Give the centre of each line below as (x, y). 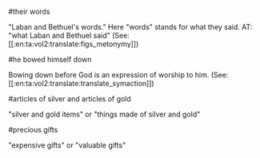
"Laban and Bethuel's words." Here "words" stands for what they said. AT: (130, 27)
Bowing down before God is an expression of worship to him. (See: (118, 75)
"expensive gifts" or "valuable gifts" (67, 145)
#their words (29, 12)
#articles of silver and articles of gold (70, 99)
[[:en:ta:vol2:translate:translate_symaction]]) (81, 83)
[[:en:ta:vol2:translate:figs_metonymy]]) (74, 44)
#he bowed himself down (50, 59)
